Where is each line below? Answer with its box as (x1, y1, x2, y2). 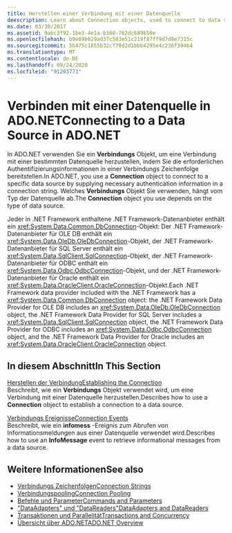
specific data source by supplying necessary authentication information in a (7, 179, 223, 188)
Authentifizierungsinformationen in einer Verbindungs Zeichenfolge (7, 165, 199, 173)
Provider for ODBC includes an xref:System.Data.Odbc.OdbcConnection (7, 325, 212, 334)
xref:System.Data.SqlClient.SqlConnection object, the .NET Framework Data (7, 318, 223, 326)
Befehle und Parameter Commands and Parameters (17, 496, 162, 505)
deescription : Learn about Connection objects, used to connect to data (7, 17, 221, 24)
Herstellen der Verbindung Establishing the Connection (7, 379, 162, 387)
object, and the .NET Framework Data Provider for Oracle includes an (7, 333, 204, 341)
